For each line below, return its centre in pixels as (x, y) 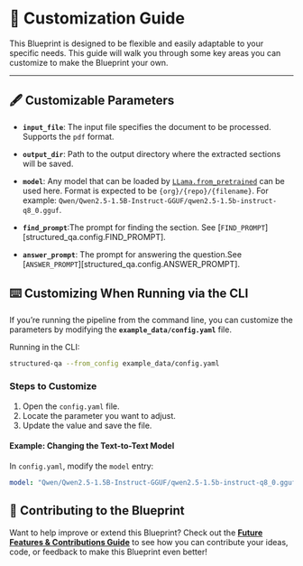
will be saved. (48, 163)
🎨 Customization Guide (97, 19)
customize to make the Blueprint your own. (89, 62)
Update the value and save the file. (87, 425)
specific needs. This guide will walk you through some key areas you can (145, 52)
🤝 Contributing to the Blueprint (97, 510)
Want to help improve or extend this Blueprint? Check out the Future (136, 533)
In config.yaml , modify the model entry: (82, 466)
